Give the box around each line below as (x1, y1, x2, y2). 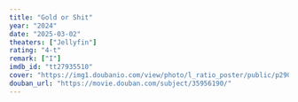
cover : (9, 71, 34, 80)
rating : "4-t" (9, 46, 62, 55)
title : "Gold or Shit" (9, 12, 93, 22)
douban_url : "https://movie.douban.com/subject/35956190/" (9, 79, 232, 88)
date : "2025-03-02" (9, 29, 82, 38)
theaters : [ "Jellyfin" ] (9, 37, 98, 47)
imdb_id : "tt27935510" (9, 63, 93, 72)
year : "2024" (9, 21, 58, 30)
